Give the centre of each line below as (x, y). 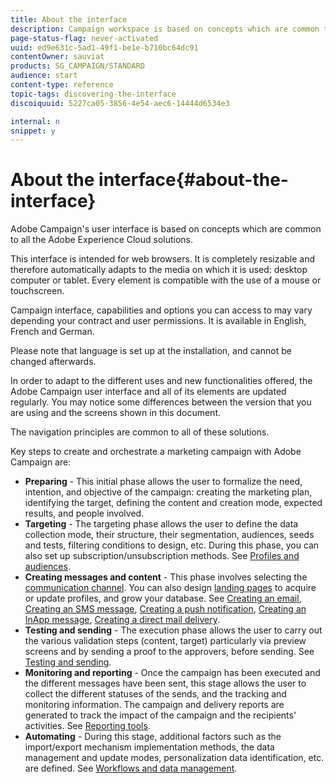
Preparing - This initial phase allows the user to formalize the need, (163, 482)
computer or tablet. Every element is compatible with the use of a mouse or (166, 280)
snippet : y (33, 131)
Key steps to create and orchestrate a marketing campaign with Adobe (156, 452)
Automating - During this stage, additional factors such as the (153, 737)
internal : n (35, 121)
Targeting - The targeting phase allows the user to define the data (161, 524)
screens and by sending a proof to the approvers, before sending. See (169, 652)
